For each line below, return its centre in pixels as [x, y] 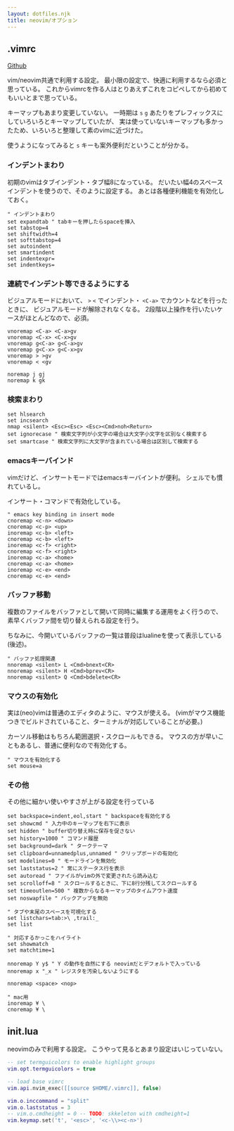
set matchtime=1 [31, 950]
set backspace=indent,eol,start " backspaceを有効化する [89, 817]
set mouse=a [25, 766]
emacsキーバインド [40, 461]
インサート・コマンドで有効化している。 [66, 501]
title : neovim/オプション [43, 20]
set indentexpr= [31, 258]
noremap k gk [26, 381]
